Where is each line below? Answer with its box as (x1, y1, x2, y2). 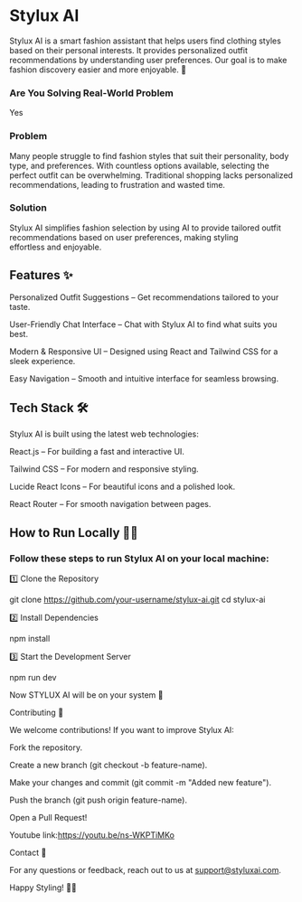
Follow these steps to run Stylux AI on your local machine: (9, 552, 269, 565)
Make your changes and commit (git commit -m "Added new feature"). (9, 777, 272, 788)
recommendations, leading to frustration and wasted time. (9, 179, 226, 190)
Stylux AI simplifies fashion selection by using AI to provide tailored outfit (9, 222, 282, 233)
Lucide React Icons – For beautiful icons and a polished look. (9, 481, 236, 493)
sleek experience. (9, 355, 76, 366)
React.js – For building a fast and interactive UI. (9, 446, 185, 457)
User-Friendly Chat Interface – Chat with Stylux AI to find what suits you (9, 318, 278, 330)
